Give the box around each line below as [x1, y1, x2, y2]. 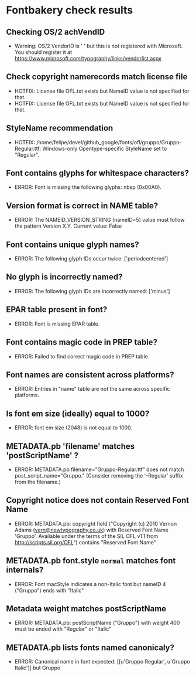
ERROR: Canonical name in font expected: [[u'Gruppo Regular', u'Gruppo [14, 658, 190, 665]
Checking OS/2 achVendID [6, 27, 105, 37]
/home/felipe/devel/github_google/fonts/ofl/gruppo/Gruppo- [36, 138, 183, 145]
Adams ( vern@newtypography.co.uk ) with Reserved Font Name [14, 526, 169, 533]
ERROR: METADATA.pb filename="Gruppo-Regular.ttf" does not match [14, 466, 184, 473]
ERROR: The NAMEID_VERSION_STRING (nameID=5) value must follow [14, 216, 185, 224]
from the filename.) [14, 478, 61, 485]
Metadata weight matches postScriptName [6, 604, 167, 614]
